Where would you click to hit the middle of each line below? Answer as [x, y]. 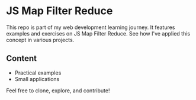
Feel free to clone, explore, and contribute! [58, 91]
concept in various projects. [40, 40]
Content [22, 58]
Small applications [37, 79]
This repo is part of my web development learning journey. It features [91, 27]
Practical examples [38, 73]
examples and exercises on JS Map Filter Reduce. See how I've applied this [98, 33]
